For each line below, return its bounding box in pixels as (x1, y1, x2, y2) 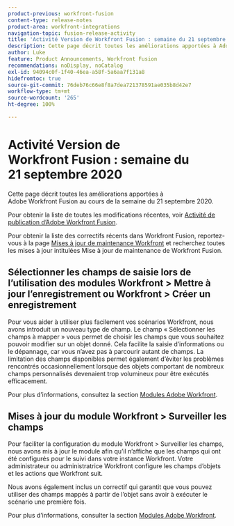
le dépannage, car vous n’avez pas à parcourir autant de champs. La (8, 347, 204, 355)
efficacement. (8, 377, 48, 385)
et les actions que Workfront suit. (8, 470, 103, 478)
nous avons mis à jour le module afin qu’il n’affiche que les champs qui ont (8, 447, 221, 456)
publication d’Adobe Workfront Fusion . (8, 217, 117, 226)
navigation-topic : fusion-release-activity (8, 29, 136, 37)
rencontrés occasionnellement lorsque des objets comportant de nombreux (8, 362, 224, 370)
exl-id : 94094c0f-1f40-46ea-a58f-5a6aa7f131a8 (8, 68, 145, 75)
